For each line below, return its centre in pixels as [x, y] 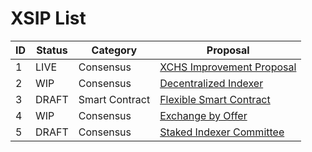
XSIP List [48, 18]
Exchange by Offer [203, 115]
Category [114, 50]
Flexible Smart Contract [215, 99]
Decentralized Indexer [211, 83]
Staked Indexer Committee [222, 132]
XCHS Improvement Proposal [228, 67]
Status [52, 50]
